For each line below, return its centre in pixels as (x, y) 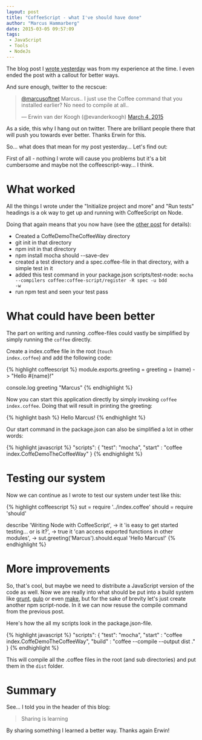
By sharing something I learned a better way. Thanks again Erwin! (88, 730)
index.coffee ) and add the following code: (59, 358)
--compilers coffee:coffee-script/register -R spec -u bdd (91, 280)
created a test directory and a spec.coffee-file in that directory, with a (102, 262)
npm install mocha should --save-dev (62, 255)
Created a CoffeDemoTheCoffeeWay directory (73, 236)
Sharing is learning (44, 719)
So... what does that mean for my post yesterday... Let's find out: (87, 147)
